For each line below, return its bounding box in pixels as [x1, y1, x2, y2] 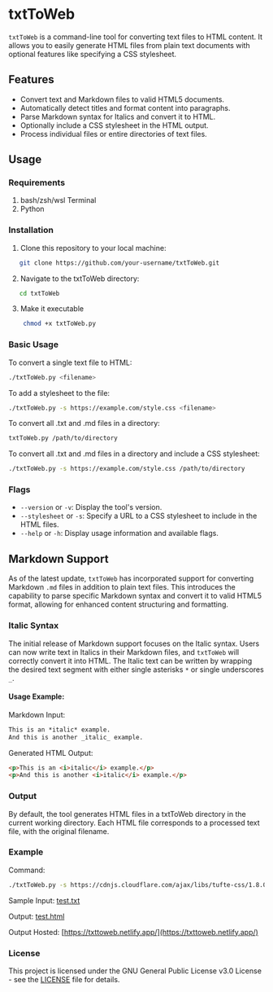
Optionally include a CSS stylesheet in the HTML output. [19, 120, 209, 130]
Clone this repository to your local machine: [19, 243, 167, 252]
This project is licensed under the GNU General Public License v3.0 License [8, 966, 262, 976]
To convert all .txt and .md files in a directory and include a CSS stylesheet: [8, 449, 260, 459]
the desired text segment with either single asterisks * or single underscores [8, 665, 264, 674]
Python [19, 204, 45, 214]
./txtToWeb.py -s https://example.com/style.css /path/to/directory [8, 465, 245, 473]
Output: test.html [8, 911, 65, 921]
